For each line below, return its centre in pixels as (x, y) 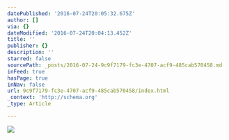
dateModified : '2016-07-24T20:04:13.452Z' (70, 33)
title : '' (22, 40)
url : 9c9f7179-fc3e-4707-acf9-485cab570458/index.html (88, 91)
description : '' (31, 53)
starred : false (29, 59)
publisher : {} (28, 46)
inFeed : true (26, 71)
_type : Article (29, 104)
